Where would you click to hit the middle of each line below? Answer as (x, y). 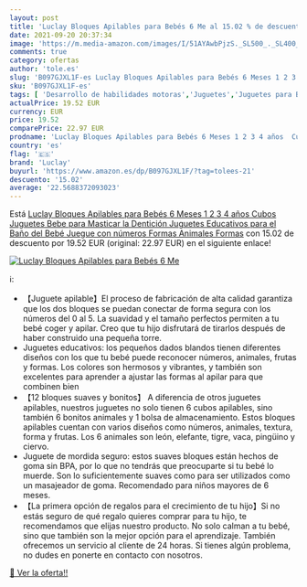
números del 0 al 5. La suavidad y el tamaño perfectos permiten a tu (151, 319)
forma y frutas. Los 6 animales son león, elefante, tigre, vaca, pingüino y (159, 437)
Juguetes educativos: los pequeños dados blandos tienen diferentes (152, 347)
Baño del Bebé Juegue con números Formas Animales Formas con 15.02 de (152, 233)
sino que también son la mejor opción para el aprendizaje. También (149, 536)
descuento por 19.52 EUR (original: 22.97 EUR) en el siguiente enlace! (140, 243)
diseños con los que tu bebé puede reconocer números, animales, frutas (159, 358)
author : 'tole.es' (44, 69)
